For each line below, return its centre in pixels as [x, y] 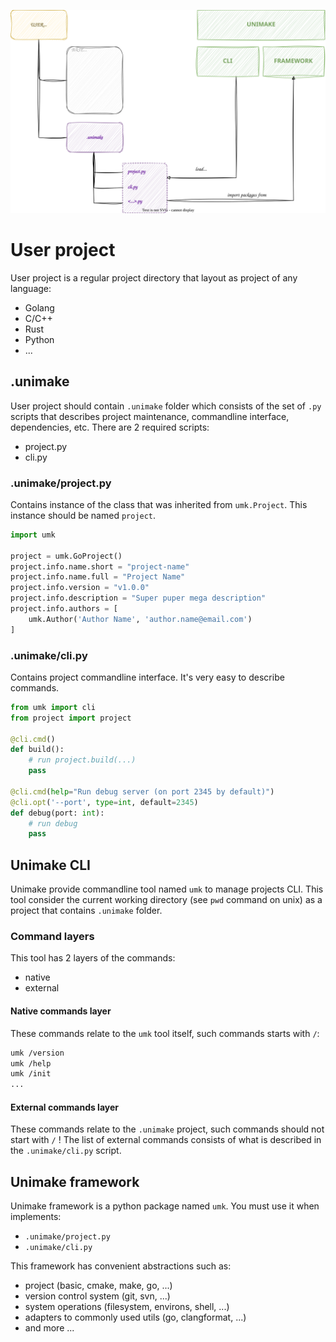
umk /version [37, 1053]
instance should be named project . [83, 515]
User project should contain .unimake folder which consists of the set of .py [166, 406]
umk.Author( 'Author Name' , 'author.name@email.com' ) [140, 619]
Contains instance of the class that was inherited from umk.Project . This [159, 504]
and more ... [49, 1328]
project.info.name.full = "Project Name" [98, 577]
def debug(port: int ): [57, 813]
